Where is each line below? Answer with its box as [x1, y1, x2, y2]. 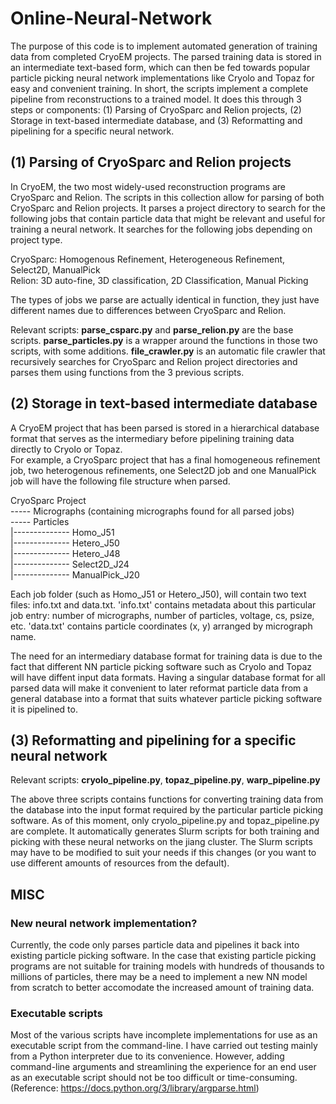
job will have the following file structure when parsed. [10, 475, 231, 487]
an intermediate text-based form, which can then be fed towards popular [10, 61, 311, 73]
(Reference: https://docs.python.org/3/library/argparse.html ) [10, 1082, 260, 1094]
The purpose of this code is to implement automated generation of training [10, 40, 318, 52]
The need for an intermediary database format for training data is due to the [10, 650, 323, 662]
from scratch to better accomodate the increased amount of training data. [10, 982, 315, 994]
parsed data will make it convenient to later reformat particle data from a [10, 682, 309, 694]
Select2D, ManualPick [10, 263, 101, 276]
